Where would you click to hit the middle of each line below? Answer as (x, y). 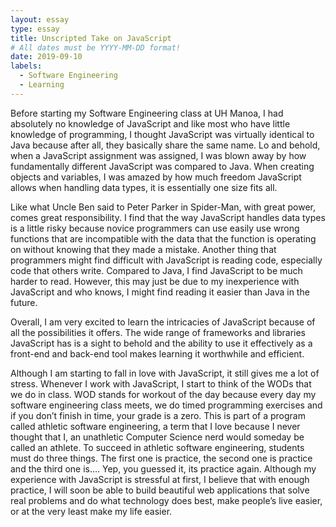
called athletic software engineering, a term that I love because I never (155, 426)
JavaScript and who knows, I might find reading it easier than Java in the (160, 292)
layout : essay (40, 19)
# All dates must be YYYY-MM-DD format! (96, 47)
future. (24, 302)
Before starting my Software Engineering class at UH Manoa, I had (147, 113)
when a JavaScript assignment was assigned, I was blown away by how (158, 155)
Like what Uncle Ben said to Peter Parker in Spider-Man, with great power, (163, 207)
